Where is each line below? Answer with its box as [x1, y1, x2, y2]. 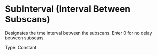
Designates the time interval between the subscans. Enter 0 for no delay [5, 30, 152, 36]
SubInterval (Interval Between [5, 3, 131, 15]
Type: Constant [5, 44, 37, 50]
